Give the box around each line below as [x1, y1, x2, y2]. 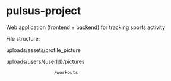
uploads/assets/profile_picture [6, 46, 81, 54]
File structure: [6, 35, 40, 42]
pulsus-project [6, 4, 81, 18]
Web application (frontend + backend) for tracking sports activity [6, 24, 166, 31]
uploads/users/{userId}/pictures [6, 58, 85, 65]
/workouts [53, 69, 78, 75]
